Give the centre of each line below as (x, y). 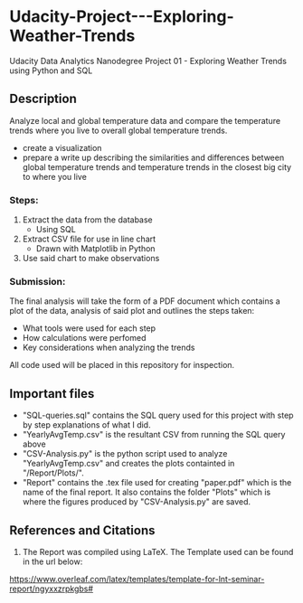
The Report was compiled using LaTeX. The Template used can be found (158, 551)
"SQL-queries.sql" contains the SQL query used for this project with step (158, 415)
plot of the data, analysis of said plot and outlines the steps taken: (132, 311)
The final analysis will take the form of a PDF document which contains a (145, 301)
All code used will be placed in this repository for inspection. (122, 365)
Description (43, 99)
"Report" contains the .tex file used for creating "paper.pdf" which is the (157, 483)
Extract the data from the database (88, 220)
